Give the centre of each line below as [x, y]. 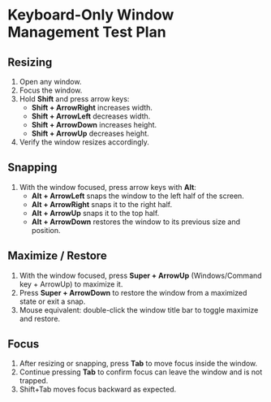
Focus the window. [51, 90]
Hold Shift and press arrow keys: [74, 99]
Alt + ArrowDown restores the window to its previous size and [136, 222]
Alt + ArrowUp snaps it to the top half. [95, 213]
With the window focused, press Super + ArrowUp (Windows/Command [140, 275]
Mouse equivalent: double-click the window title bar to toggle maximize [139, 309]
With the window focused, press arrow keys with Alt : [108, 187]
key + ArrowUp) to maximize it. [71, 284]
